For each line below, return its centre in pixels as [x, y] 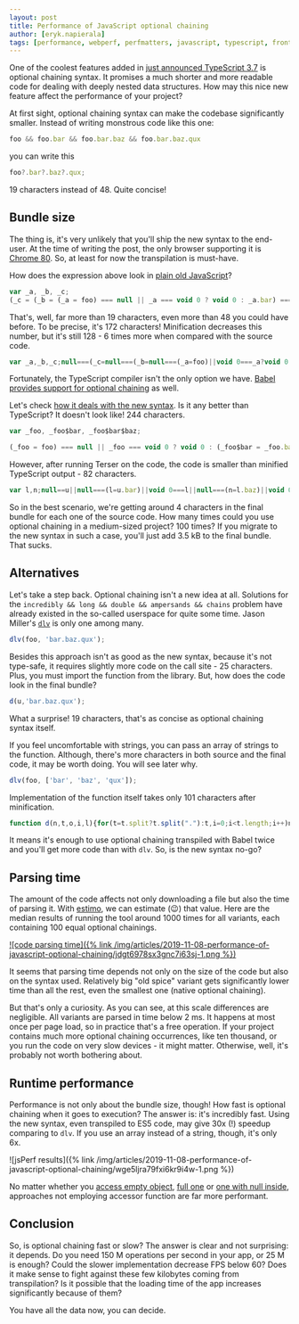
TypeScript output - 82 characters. [73, 474]
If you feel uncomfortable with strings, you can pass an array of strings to [144, 744]
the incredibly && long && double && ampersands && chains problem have [146, 604]
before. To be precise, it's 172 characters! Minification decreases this [136, 326]
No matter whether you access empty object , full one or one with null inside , [149, 1186]
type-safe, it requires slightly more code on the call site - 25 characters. [141, 666]
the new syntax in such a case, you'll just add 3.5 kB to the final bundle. [140, 536]
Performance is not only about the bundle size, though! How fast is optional [148, 1105]
